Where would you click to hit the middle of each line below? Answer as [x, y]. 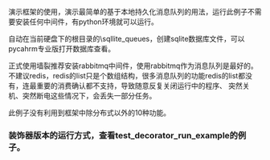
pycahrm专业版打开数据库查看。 [61, 49]
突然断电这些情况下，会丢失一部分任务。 [89, 96]
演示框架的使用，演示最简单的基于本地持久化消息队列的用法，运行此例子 [128, 12]
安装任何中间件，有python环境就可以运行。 [86, 22]
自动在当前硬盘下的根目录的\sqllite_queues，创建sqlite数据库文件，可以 [127, 39]
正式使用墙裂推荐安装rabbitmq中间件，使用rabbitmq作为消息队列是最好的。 [133, 66]
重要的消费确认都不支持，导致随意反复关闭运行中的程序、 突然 [139, 86]
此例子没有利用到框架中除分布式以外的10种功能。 [90, 113]
